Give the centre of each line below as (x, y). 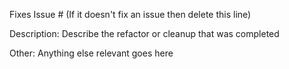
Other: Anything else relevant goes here (91, 53)
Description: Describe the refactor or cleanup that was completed (144, 33)
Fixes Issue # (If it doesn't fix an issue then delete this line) (130, 14)
